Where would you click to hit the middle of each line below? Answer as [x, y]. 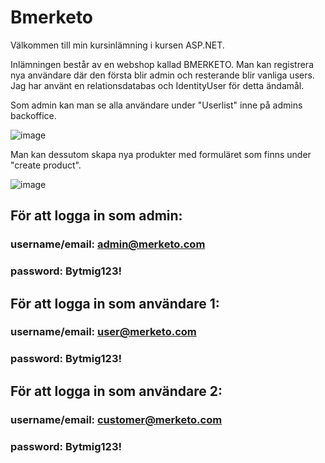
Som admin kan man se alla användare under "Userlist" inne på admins [156, 105]
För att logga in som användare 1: [115, 303]
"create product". [46, 165]
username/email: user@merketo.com [103, 332]
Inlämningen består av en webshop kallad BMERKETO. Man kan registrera [162, 64]
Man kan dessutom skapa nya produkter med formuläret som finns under [161, 154]
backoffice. [33, 115]
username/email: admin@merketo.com [108, 244]
